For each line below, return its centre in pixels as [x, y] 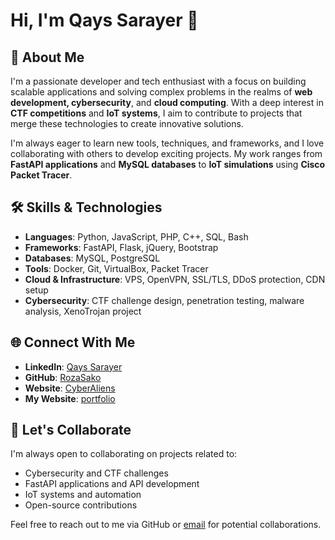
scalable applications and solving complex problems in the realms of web [161, 92]
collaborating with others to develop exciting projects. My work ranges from [166, 153]
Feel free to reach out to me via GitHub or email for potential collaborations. [166, 525]
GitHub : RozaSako [63, 377]
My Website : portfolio [70, 398]
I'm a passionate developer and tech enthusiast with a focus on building [158, 81]
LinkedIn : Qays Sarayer [73, 366]
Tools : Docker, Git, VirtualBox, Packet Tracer [116, 268]
